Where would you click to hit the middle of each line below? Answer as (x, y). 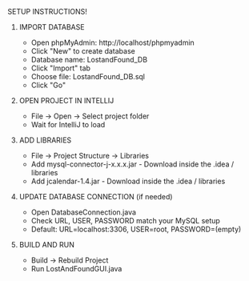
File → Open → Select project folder (90, 116)
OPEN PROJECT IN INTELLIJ (66, 100)
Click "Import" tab (61, 68)
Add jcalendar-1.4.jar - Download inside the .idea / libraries (128, 181)
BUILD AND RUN (47, 245)
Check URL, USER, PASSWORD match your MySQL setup (126, 221)
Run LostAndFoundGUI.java (76, 269)
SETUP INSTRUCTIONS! (47, 12)
